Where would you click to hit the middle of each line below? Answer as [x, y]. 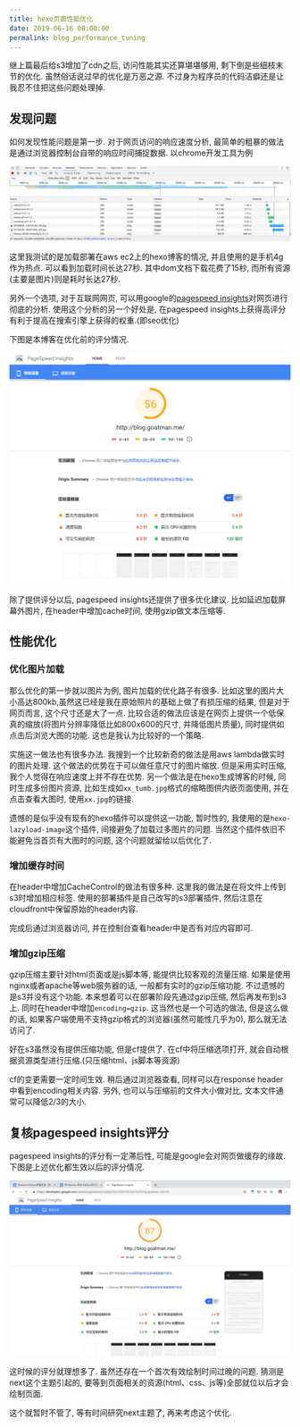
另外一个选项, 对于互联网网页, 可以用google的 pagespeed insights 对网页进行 [149, 298]
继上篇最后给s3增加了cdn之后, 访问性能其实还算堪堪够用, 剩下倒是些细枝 [142, 65]
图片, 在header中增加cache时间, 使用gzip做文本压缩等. [125, 610]
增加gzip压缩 [37, 953]
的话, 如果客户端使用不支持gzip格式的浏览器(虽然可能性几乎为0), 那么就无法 [148, 1020]
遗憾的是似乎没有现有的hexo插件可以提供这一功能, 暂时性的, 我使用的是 [140, 818]
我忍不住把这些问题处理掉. [58, 88]
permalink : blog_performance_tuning [77, 38]
